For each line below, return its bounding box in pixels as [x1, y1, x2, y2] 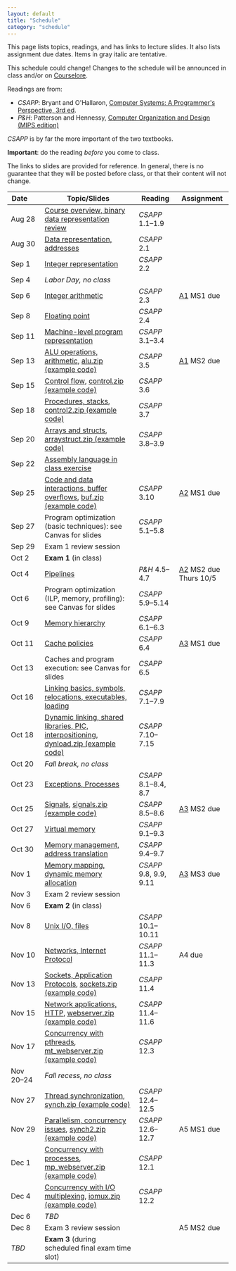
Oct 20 [11, 759, 34, 769]
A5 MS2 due [178, 1223, 221, 1233]
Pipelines [44, 569, 75, 579]
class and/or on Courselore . [7, 71, 88, 80]
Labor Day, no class [44, 275, 111, 285]
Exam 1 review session [44, 541, 121, 551]
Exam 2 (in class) [44, 901, 103, 910]
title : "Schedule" [7, 17, 61, 24]
